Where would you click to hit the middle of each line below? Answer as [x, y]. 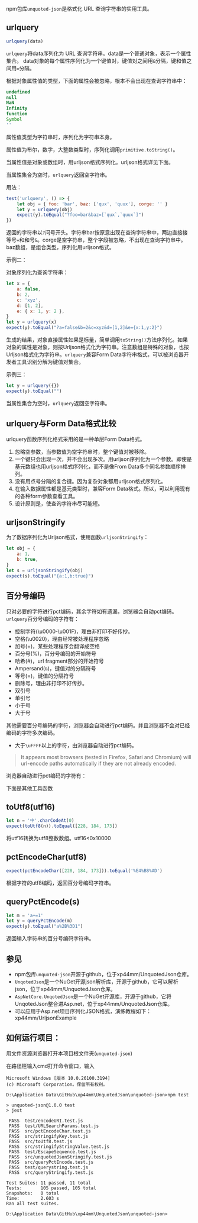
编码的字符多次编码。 [32, 732]
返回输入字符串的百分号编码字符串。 [50, 938]
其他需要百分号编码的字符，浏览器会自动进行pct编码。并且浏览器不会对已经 [98, 725]
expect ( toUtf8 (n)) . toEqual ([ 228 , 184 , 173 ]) [62, 826]
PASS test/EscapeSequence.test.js [52, 1152]
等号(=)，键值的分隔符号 [44, 676]
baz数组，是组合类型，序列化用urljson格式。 [60, 247]
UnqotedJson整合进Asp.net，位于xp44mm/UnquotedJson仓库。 [94, 1004]
